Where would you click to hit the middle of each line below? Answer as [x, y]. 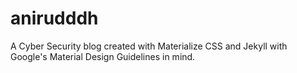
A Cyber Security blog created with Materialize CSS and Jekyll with [149, 46]
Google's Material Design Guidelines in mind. [103, 56]
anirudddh [54, 18]
